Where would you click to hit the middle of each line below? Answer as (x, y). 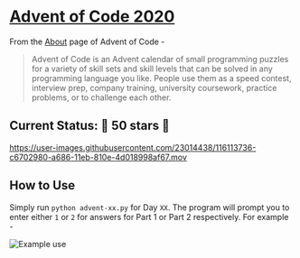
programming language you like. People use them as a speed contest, (161, 78)
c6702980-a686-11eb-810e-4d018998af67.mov (98, 157)
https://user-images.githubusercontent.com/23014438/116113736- (133, 147)
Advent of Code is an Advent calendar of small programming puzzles (160, 59)
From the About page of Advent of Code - (87, 41)
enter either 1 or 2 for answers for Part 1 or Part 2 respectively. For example (149, 217)
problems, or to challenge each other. (101, 97)
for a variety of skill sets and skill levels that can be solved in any (152, 69)
